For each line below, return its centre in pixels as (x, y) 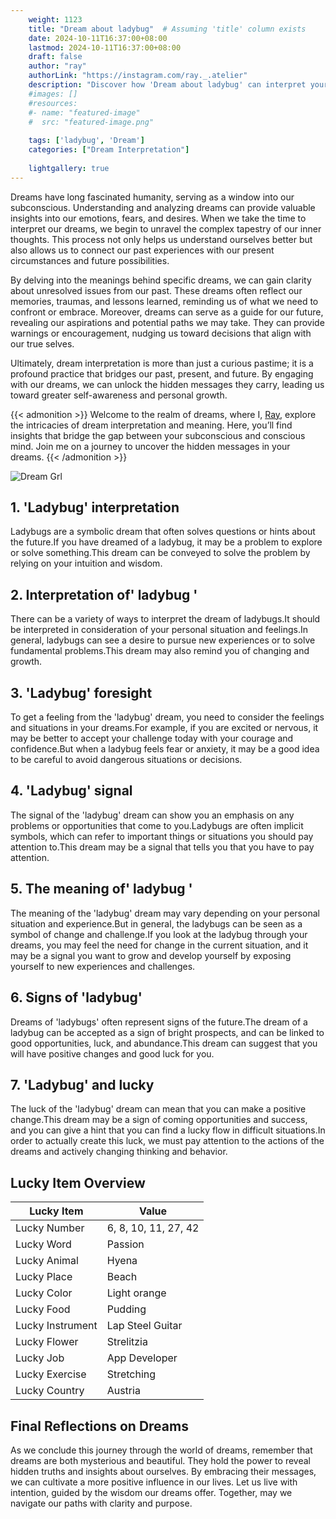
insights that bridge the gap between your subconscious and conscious (158, 435)
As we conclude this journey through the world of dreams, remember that (161, 1450)
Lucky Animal (47, 1261)
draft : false (55, 57)
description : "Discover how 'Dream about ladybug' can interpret (167, 85)
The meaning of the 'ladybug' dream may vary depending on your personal (165, 913)
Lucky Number (50, 1228)
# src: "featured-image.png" (91, 122)
